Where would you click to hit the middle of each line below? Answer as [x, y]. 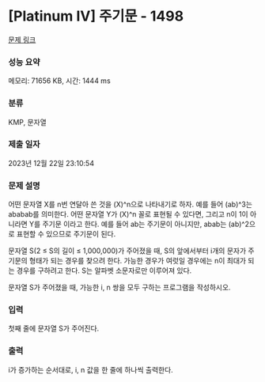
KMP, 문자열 [28, 122]
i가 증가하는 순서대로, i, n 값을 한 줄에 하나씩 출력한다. [91, 369]
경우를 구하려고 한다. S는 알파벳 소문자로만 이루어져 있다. [104, 270]
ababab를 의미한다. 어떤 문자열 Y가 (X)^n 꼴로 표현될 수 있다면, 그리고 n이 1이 [128, 214]
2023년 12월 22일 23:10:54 [51, 163]
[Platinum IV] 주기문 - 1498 [96, 16]
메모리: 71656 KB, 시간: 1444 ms [59, 81]
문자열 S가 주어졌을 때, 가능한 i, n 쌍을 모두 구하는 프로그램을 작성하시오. [119, 287]
